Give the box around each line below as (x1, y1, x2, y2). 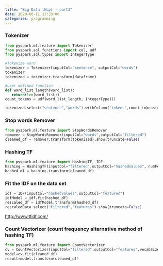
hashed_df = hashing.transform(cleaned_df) (5, 168, 95, 174)
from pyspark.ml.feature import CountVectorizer (5, 243, 105, 248)
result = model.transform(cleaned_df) (5, 256, 79, 261)
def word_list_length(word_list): (5, 88, 75, 93)
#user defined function (5, 83, 53, 88)
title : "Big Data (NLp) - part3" (5, 7, 73, 12)
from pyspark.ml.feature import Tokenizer (5, 43, 92, 48)
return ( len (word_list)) (11, 92, 60, 97)
